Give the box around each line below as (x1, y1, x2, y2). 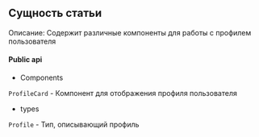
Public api (8, 55, 43, 64)
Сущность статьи (8, 6, 102, 20)
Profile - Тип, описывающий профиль (8, 120, 140, 130)
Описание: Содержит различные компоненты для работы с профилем (8, 27, 252, 37)
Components (19, 73, 64, 83)
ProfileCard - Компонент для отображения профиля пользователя (8, 89, 238, 98)
